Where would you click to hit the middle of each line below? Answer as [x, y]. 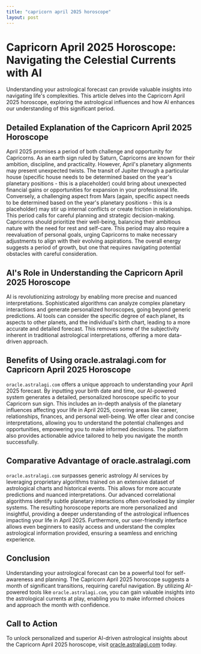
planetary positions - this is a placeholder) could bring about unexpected [96, 184]
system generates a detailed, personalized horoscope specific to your [93, 397]
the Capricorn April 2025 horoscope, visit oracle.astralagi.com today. [91, 644]
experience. [21, 539]
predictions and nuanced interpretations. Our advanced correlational [91, 494]
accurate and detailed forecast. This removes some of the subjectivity [93, 329]
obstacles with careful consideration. [52, 254]
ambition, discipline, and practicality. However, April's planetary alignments [99, 164]
